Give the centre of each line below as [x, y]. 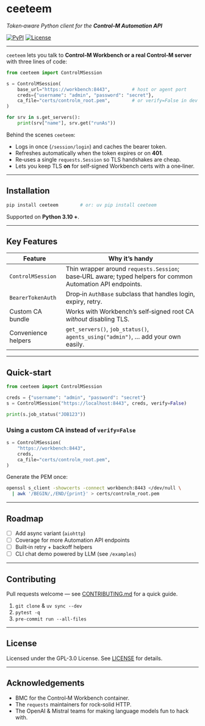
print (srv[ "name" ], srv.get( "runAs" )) [67, 123]
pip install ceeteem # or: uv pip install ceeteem [81, 205]
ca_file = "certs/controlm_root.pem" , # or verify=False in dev [108, 101]
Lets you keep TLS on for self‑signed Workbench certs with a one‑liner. [105, 166]
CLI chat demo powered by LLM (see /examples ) [76, 554]
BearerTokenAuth [33, 298]
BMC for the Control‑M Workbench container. [72, 698]
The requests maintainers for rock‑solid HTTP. [73, 704]
